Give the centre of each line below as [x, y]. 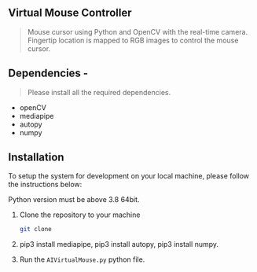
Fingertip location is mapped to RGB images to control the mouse [133, 40]
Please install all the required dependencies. [99, 92]
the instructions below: [45, 185]
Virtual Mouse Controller [70, 13]
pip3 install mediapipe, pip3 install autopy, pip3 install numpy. [119, 244]
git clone [36, 230]
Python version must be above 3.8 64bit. [74, 200]
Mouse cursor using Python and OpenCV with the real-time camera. [138, 31]
